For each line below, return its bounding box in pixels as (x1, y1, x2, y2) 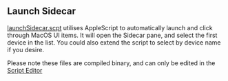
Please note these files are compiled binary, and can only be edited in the (7, 58, 216, 67)
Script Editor (7, 66, 43, 74)
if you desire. (7, 45, 45, 54)
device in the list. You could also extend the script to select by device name (7, 38, 221, 47)
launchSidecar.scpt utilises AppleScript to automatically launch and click (7, 23, 213, 32)
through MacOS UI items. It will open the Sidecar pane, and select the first (7, 31, 218, 39)
